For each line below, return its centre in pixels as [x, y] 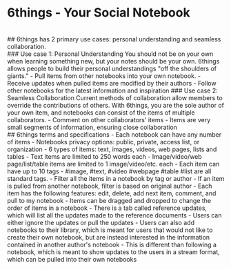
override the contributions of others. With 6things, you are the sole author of [115, 105]
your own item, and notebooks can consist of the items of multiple [101, 113]
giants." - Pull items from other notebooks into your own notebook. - [104, 76]
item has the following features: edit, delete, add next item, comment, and [112, 193]
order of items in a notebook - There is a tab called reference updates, [107, 208]
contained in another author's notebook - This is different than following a [112, 244]
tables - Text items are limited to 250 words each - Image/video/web [104, 156]
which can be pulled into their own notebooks [72, 259]
